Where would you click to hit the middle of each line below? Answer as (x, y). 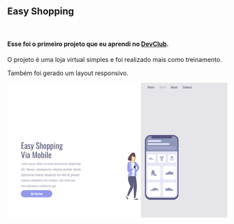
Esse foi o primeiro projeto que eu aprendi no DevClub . (88, 44)
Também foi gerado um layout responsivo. (68, 73)
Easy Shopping (41, 11)
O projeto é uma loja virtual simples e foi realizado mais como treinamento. (115, 60)
